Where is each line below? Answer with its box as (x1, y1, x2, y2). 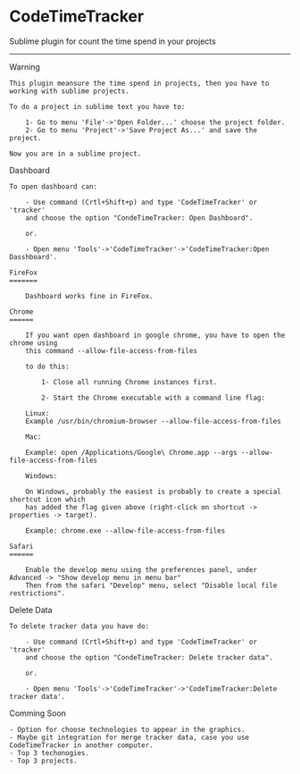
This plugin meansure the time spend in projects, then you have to (9, 79, 270, 88)
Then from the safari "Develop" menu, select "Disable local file (25, 581, 278, 590)
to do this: (25, 362, 70, 371)
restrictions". (9, 588, 66, 598)
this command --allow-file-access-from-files (25, 346, 198, 355)
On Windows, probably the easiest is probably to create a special (25, 487, 281, 496)
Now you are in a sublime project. (9, 149, 142, 158)
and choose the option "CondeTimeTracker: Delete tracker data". (25, 652, 274, 662)
